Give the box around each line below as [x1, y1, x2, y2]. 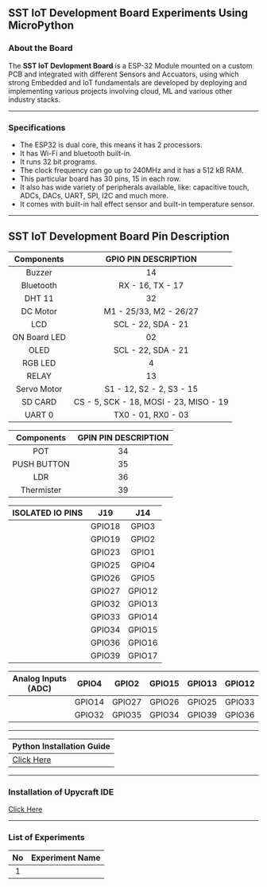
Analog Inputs [12, 673, 68, 684]
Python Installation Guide [12, 740, 110, 752]
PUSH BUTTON [12, 458, 70, 469]
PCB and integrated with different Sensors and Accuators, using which [8, 69, 240, 79]
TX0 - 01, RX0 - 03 [113, 409, 189, 420]
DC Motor [21, 306, 58, 317]
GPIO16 [128, 637, 158, 648]
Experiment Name [31, 852, 101, 863]
